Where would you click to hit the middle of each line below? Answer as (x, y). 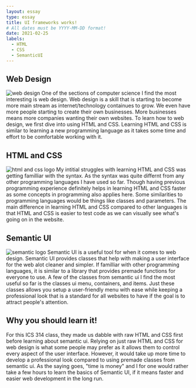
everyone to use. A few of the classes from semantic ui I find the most (91, 277)
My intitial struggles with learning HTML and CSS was (121, 170)
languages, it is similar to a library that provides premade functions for (91, 271)
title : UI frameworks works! (42, 22)
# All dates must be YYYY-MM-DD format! (56, 28)
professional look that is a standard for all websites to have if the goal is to (96, 296)
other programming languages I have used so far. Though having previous (96, 182)
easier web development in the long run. (55, 378)
